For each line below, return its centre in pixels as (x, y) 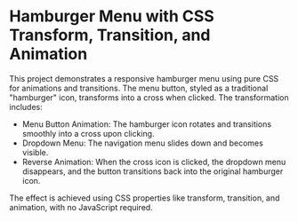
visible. (35, 152)
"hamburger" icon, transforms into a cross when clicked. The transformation (149, 97)
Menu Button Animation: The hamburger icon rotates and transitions (147, 124)
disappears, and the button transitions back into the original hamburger (153, 171)
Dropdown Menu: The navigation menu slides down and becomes (143, 143)
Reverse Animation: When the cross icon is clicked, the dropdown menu (154, 162)
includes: (26, 107)
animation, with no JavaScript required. (81, 207)
